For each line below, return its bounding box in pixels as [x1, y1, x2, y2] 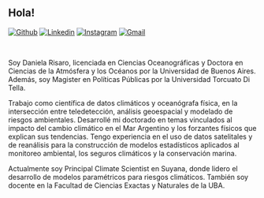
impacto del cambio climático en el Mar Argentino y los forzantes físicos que [8, 123, 257, 133]
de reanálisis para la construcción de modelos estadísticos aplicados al [8, 140, 240, 149]
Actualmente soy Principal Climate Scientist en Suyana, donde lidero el [8, 163, 238, 173]
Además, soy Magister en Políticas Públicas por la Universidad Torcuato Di [8, 74, 251, 84]
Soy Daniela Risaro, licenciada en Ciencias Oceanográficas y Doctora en [8, 58, 244, 67]
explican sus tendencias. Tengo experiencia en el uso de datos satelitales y [8, 132, 253, 141]
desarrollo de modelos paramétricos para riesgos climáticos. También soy [8, 172, 249, 181]
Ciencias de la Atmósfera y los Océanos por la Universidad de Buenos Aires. [8, 66, 256, 76]
